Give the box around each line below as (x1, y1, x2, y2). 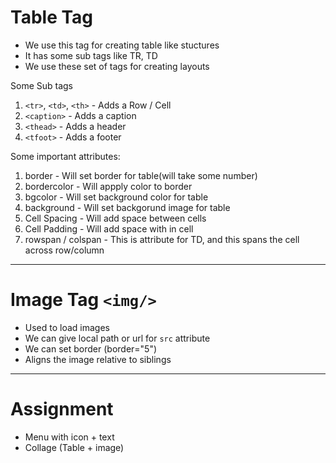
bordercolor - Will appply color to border (24, 180, 193, 192)
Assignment (10, 398, 114, 421)
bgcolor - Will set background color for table (24, 191, 209, 203)
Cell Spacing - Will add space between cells (24, 212, 207, 224)
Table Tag (10, 6, 94, 29)
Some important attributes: (10, 150, 121, 162)
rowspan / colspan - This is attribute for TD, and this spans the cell (24, 233, 300, 245)
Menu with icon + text (24, 431, 115, 443)
